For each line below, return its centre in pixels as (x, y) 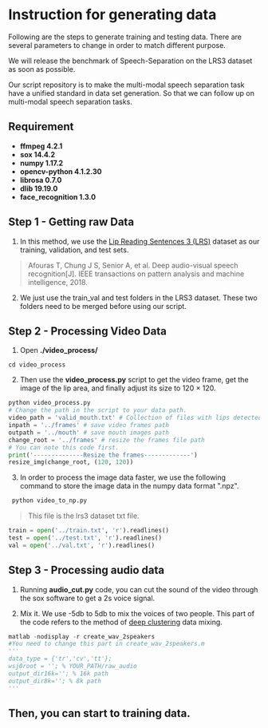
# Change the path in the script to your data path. (98, 410)
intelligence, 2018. (57, 282)
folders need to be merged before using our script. (103, 306)
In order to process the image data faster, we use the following (122, 477)
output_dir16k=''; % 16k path (59, 673)
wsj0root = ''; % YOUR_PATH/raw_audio (73, 667)
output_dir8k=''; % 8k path (55, 681)
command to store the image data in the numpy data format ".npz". (129, 486)
